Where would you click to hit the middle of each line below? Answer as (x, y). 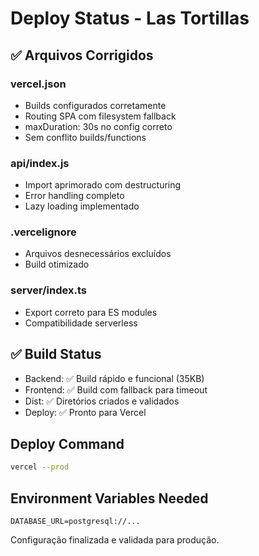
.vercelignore (43, 232)
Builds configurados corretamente (95, 105)
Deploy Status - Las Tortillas (130, 18)
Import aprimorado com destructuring (103, 185)
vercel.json (38, 84)
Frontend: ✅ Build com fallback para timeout (116, 389)
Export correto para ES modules (91, 312)
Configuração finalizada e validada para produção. (115, 540)
